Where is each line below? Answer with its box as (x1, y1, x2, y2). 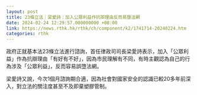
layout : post (6, 8, 38, 15)
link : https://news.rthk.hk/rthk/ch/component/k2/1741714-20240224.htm (6, 25, 186, 31)
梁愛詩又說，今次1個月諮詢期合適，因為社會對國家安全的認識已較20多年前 (6, 75, 186, 83)
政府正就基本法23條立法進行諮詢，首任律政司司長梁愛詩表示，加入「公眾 (6, 48, 184, 55)
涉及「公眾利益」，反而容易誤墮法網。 (11, 63, 102, 70)
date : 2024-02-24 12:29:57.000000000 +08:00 (6, 20, 118, 26)
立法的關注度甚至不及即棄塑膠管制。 (21, 83, 110, 90)
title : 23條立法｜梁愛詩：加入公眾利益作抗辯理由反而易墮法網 (6, 14, 140, 20)
